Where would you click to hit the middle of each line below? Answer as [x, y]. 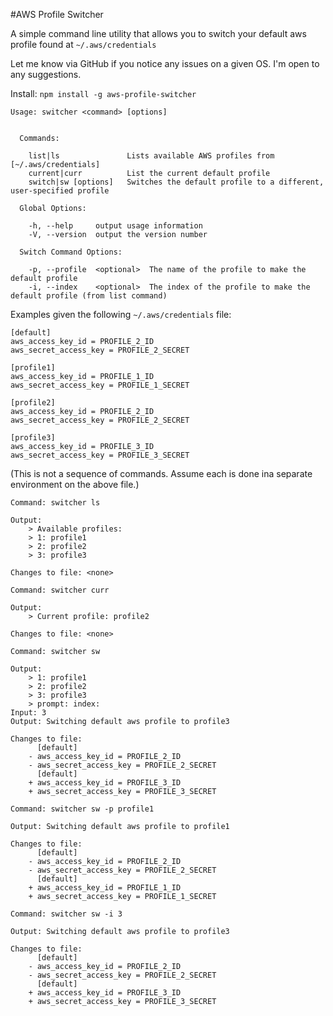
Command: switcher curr [60, 590]
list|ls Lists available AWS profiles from [151, 156]
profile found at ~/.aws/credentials [83, 44]
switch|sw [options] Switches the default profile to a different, [176, 182]
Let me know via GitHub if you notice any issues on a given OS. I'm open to [165, 63]
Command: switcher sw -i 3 [66, 914]
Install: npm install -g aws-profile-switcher [103, 93]
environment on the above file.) [75, 484]
